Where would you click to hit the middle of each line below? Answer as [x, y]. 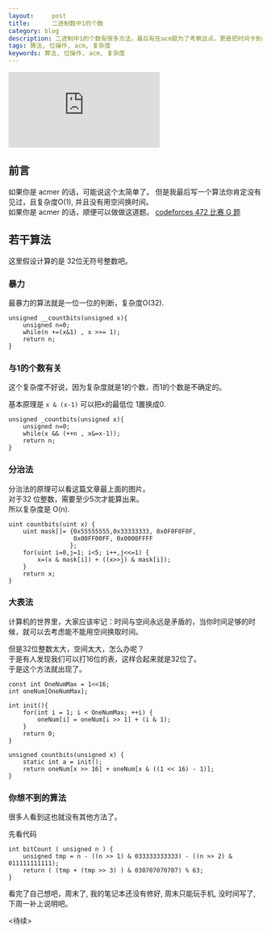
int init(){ [28, 705]
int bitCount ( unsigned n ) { [61, 849]
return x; [40, 574]
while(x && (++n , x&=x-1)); [72, 434]
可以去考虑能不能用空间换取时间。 [86, 631]
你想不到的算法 [38, 797]
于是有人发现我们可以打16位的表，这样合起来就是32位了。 [105, 659]
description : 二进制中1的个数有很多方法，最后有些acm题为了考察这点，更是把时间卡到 [135, 38]
